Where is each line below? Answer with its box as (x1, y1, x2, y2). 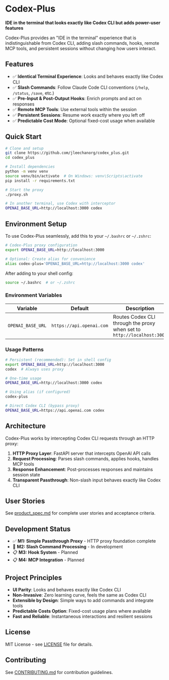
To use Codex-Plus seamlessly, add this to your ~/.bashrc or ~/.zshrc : (5, 233, 151, 239)
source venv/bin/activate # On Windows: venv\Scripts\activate (5, 173, 143, 178)
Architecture (5, 422, 46, 430)
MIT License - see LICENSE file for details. (5, 641, 93, 647)
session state (12, 471, 40, 477)
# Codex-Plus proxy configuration (5, 243, 78, 248)
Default (70, 305, 89, 312)
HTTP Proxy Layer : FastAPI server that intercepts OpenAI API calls (12, 450, 151, 456)
